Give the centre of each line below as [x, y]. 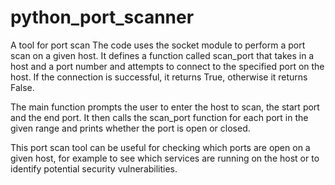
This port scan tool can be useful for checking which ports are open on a [160, 147]
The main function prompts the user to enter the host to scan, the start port [165, 107]
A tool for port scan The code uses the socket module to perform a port [158, 45]
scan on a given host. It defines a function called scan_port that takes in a [162, 55]
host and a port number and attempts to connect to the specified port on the [167, 66]
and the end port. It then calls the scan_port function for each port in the [159, 117]
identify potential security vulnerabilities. [94, 168]
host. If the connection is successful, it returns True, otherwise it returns [159, 77]
